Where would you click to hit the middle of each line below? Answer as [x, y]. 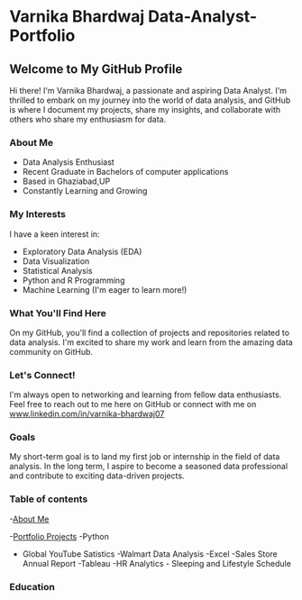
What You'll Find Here [58, 313]
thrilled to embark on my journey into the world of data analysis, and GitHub [150, 100]
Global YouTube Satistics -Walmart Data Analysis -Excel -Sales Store [150, 554]
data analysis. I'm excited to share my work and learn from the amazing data [151, 342]
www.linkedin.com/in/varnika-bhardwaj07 [87, 414]
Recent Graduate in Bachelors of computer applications [125, 172]
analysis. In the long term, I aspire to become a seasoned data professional [149, 467]
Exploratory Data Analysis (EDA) [82, 251]
